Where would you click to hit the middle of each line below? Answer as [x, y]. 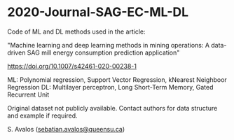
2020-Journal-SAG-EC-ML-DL [98, 12]
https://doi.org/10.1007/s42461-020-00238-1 [72, 66]
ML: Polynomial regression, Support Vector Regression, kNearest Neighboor [117, 79]
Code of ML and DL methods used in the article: [76, 31]
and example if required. [43, 115]
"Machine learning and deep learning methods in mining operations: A [109, 45]
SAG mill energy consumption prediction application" [103, 52]
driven [16, 52]
